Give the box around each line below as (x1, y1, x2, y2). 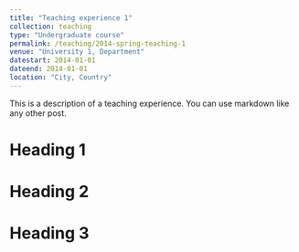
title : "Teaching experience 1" (9, 13, 133, 23)
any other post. (9, 107, 67, 119)
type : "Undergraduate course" (9, 30, 125, 39)
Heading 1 (9, 139, 87, 160)
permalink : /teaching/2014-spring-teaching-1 (9, 38, 186, 48)
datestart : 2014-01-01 (9, 56, 96, 65)
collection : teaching (9, 22, 92, 31)
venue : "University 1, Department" (9, 47, 145, 57)
